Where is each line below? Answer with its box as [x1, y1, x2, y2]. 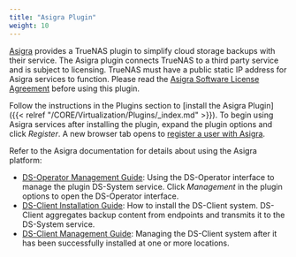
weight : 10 [9, 21, 49, 30]
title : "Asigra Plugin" [9, 12, 97, 22]
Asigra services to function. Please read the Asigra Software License [9, 73, 260, 84]
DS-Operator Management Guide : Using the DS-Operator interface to [21, 171, 275, 182]
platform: [9, 155, 42, 165]
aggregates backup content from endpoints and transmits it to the [45, 209, 285, 220]
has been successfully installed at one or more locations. [21, 238, 230, 248]
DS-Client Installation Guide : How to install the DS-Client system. [21, 200, 259, 210]
